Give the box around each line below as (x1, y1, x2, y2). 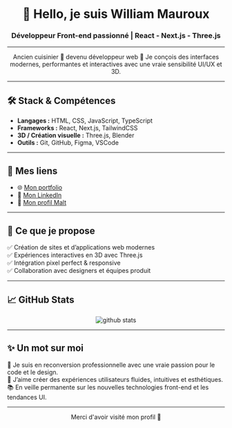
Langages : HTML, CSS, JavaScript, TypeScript (17, 116, 153, 125)
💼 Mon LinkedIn (17, 191, 62, 199)
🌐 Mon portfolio (17, 183, 63, 192)
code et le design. (7, 368, 59, 376)
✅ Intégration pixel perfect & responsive (7, 258, 121, 267)
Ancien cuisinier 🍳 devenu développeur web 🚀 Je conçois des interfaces (12, 53, 220, 61)
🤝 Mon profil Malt (17, 198, 67, 207)
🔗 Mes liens (7, 165, 58, 176)
